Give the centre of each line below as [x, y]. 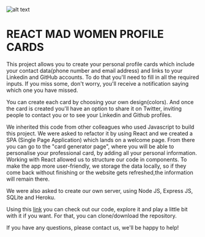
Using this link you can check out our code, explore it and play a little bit [97, 209]
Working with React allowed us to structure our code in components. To [97, 159]
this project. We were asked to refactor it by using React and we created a [99, 133]
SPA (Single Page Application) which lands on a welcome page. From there [101, 140]
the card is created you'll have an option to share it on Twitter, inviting [94, 108]
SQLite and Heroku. [31, 197]
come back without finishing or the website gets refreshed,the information [100, 172]
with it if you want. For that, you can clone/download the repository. [91, 216]
